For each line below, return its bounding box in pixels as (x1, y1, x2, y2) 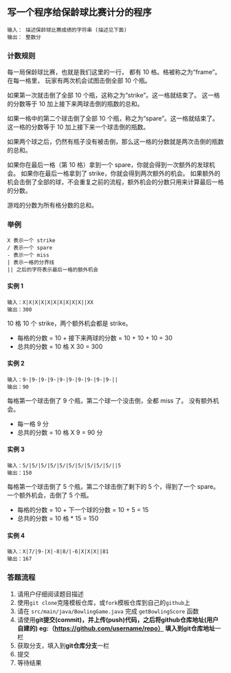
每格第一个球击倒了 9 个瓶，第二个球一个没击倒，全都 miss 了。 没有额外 (7, 396, 213, 404)
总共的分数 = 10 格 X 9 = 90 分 (16, 428, 103, 437)
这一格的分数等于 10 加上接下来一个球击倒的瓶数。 (7, 123, 150, 131)
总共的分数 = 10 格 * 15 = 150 (16, 514, 99, 522)
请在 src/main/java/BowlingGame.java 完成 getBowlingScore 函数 (16, 607, 199, 615)
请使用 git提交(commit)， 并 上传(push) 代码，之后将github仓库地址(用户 (16, 615, 219, 624)
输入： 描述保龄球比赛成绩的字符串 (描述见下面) (7, 26, 127, 33)
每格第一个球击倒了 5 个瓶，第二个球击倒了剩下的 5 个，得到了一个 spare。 (7, 483, 220, 491)
